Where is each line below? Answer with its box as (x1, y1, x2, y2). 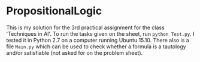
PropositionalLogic (6, 4, 102, 18)
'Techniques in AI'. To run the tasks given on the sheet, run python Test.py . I (6, 30, 195, 37)
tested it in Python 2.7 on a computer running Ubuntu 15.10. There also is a (6, 36, 190, 44)
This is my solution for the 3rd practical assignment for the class (6, 24, 165, 31)
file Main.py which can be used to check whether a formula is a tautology (6, 43, 187, 50)
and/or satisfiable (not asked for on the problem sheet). (6, 49, 143, 56)
